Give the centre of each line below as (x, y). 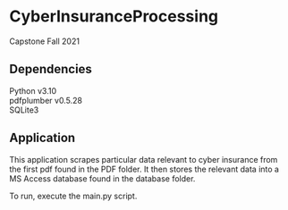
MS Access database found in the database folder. (102, 178)
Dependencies (51, 69)
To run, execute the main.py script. (73, 196)
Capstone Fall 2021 (45, 41)
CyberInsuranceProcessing (114, 17)
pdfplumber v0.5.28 (46, 100)
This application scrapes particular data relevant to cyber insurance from (144, 159)
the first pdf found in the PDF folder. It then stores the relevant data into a (144, 169)
